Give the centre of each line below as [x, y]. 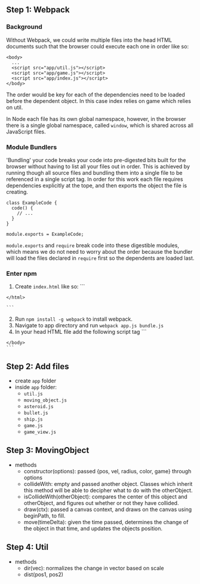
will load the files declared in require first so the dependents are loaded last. [100, 258]
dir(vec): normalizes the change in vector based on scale [94, 568]
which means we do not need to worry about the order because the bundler [99, 251]
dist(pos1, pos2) [44, 574]
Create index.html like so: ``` [50, 287]
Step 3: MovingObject [48, 450]
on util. [15, 107]
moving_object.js [45, 400]
